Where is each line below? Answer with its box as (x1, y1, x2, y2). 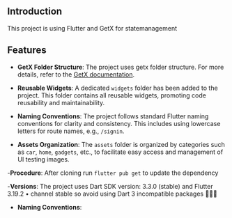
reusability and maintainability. (17, 98, 105, 107)
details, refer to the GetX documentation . (17, 70, 135, 79)
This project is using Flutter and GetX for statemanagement (7, 24, 178, 32)
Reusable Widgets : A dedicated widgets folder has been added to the (17, 84, 218, 92)
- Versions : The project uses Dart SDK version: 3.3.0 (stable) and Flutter (7, 182, 214, 190)
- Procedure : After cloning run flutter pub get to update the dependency (7, 169, 219, 177)
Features (7, 45, 47, 56)
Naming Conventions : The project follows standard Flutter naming (17, 111, 209, 120)
